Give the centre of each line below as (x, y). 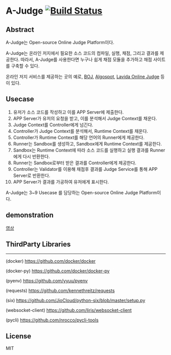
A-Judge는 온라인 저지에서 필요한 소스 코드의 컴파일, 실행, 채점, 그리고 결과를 (82, 53)
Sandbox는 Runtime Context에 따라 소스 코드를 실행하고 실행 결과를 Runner (89, 150)
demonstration (30, 215)
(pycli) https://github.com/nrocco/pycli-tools (52, 320)
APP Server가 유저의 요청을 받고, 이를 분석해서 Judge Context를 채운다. (85, 118)
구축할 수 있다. (25, 66)
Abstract (20, 30)
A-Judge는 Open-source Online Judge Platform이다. (60, 42)
